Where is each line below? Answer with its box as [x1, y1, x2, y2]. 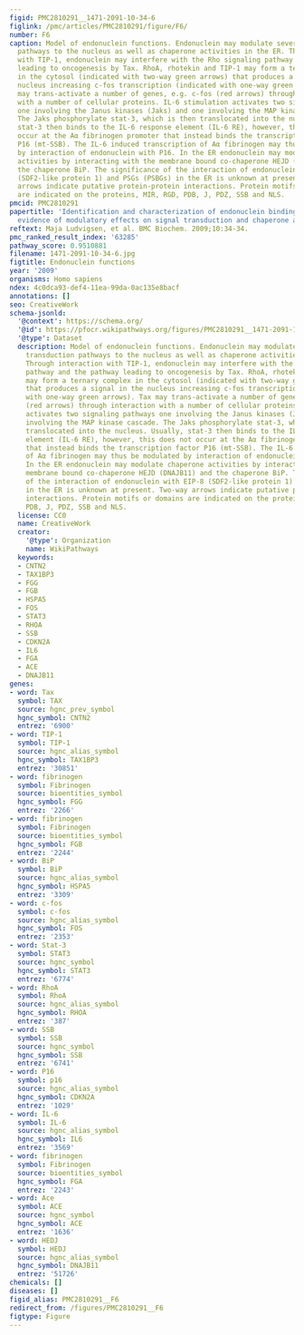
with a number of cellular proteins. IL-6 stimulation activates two [17, 97, 285, 107]
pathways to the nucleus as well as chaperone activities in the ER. [17, 47, 285, 56]
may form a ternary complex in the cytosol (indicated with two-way [25, 375, 290, 385]
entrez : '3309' [17, 890, 75, 899]
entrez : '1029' [17, 1101, 75, 1110]
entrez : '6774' [17, 974, 75, 984]
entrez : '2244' [17, 848, 75, 857]
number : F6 [9, 30, 51, 39]
